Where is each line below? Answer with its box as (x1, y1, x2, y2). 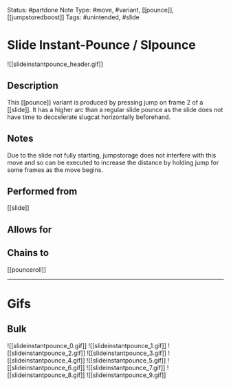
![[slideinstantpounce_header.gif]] (7, 60, 104, 68)
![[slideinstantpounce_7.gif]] (86, 363, 166, 372)
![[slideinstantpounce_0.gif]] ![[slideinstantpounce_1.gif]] (7, 341, 167, 350)
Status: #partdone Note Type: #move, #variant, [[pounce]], (7, 6, 174, 14)
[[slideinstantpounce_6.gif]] (7, 363, 85, 372)
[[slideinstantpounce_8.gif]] (7, 371, 85, 379)
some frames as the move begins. (7, 165, 103, 174)
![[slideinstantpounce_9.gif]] (86, 371, 166, 379)
